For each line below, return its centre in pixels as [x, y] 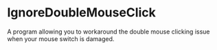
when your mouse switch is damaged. [61, 38]
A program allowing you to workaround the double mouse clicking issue [109, 32]
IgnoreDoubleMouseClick [81, 13]
